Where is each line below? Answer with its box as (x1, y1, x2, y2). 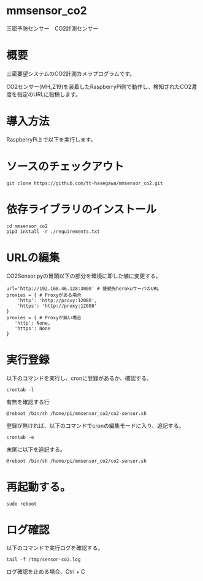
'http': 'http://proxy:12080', (17, 297, 98, 303)
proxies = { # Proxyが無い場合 (6, 314, 82, 321)
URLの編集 (6, 251, 60, 264)
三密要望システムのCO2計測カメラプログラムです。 (6, 70, 136, 77)
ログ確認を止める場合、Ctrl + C (6, 568, 86, 575)
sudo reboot (6, 501, 37, 507)
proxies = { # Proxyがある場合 (6, 292, 82, 298)
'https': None (14, 325, 51, 332)
